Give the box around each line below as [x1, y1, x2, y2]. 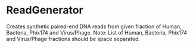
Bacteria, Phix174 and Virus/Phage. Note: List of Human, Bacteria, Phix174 [6, 29, 188, 36]
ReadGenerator [6, 4, 83, 17]
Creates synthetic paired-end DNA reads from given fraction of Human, [6, 23, 182, 30]
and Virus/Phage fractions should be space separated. [6, 35, 141, 42]
